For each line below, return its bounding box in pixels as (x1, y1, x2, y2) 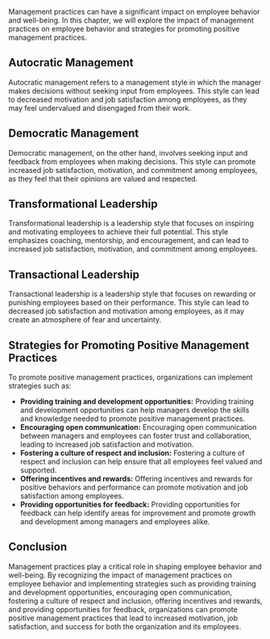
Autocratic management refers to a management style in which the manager (8, 77, 262, 87)
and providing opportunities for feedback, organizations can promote (8, 604, 238, 614)
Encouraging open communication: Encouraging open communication (19, 422, 257, 432)
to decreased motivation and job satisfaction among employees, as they (8, 95, 247, 104)
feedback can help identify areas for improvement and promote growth (19, 508, 256, 518)
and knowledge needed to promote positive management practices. (19, 414, 246, 423)
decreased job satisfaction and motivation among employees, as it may (8, 306, 244, 316)
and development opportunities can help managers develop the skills (19, 406, 250, 415)
